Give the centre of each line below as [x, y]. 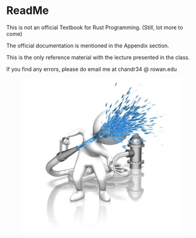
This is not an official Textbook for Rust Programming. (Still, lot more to [95, 27]
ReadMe [28, 11]
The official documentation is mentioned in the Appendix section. [88, 46]
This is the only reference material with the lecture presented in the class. [98, 57]
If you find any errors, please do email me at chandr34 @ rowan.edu [92, 69]
